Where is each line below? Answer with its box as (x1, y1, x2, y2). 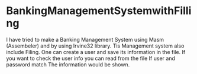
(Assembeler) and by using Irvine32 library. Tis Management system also (6, 42, 185, 49)
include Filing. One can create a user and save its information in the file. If (6, 48, 186, 55)
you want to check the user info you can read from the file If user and (6, 55, 176, 62)
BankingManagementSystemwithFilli (6, 4, 192, 18)
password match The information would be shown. (6, 60, 130, 68)
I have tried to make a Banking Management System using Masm (6, 36, 164, 43)
